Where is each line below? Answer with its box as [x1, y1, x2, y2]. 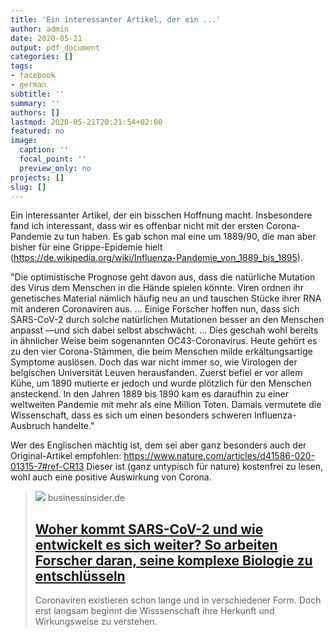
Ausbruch [10, 420, 51, 432]
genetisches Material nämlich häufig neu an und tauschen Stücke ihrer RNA [10, 292, 322, 305]
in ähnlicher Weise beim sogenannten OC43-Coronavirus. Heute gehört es [10, 335, 318, 347]
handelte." [52, 420, 95, 432]
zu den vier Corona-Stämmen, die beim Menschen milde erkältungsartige [10, 346, 313, 358]
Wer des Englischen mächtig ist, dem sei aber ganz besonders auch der [10, 439, 307, 451]
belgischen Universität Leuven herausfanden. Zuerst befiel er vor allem [10, 367, 303, 379]
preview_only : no [19, 163, 92, 173]
